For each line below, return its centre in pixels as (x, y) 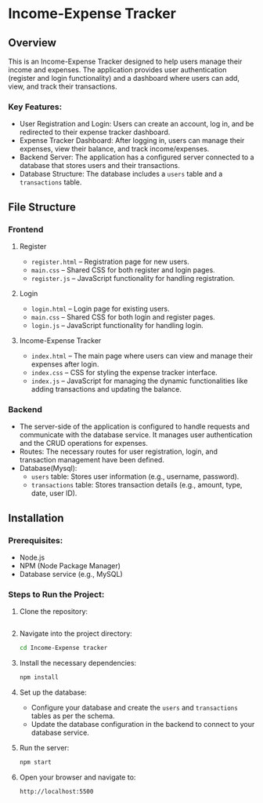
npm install (39, 677)
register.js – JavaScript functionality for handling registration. (133, 278)
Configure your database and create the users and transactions (135, 708)
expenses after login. (65, 364)
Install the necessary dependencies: (78, 663)
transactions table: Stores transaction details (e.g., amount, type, (137, 485)
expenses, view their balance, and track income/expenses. (114, 149)
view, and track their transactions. (63, 86)
